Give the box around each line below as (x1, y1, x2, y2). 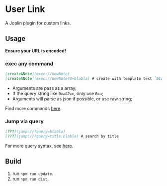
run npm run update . (12, 171, 53, 177)
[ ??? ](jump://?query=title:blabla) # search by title (5, 134, 119, 139)
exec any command (5, 60, 54, 67)
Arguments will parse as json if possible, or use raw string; (12, 96, 133, 102)
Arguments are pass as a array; (12, 85, 77, 91)
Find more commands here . (5, 105, 62, 111)
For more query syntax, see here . (5, 143, 74, 149)
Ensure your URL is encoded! (5, 47, 66, 53)
